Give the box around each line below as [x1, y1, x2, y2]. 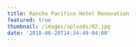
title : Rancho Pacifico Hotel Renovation [7, 10, 130, 17]
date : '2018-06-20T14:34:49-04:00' [7, 29, 111, 37]
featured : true [7, 17, 52, 23]
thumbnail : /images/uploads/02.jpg [7, 23, 111, 30]
